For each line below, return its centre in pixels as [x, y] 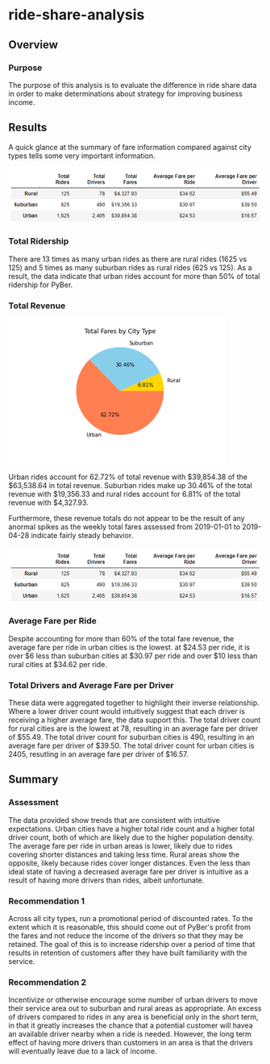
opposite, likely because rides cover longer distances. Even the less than [129, 863]
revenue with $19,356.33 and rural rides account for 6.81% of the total [125, 494]
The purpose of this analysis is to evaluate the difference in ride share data [133, 85]
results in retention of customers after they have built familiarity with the [128, 953]
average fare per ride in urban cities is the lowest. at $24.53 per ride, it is [129, 647]
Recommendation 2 [48, 982]
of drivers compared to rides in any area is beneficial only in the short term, [134, 1017]
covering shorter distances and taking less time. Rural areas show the [124, 854]
